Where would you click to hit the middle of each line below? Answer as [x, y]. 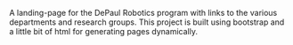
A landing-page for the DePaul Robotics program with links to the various [143, 13]
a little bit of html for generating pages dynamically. [104, 31]
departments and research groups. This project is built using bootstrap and [147, 22]
